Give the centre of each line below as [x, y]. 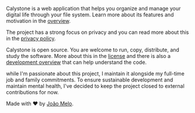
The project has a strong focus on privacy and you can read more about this [97, 32]
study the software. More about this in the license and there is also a [88, 56]
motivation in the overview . [39, 21]
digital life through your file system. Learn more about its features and [90, 15]
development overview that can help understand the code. [76, 62]
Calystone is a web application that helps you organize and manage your [93, 8]
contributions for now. [33, 92]
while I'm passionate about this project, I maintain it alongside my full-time [95, 73]
